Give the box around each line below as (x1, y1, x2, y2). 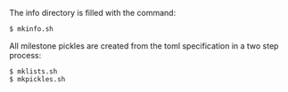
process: (9, 50, 42, 60)
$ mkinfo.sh (9, 25, 53, 34)
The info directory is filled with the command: (9, 8, 177, 18)
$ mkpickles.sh (9, 74, 66, 83)
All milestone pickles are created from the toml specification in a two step (9, 40, 279, 51)
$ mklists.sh (9, 66, 58, 76)
